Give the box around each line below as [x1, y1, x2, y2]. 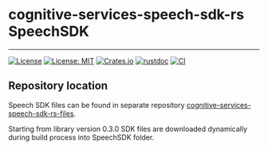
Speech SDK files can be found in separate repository [8, 100, 185, 110]
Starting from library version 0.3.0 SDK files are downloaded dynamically [8, 124, 248, 133]
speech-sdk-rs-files [8, 109, 74, 118]
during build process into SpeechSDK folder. [8, 133, 155, 142]
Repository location [8, 79, 108, 93]
